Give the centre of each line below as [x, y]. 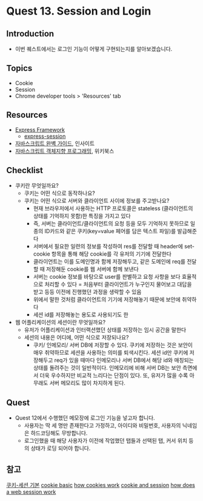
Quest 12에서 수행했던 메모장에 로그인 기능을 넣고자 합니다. [85, 418]
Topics [19, 68]
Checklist [25, 170]
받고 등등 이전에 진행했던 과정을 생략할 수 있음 [87, 292]
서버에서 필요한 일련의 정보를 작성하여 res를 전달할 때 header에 [108, 247]
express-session [45, 136]
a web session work [31, 492]
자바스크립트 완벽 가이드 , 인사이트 [55, 143]
